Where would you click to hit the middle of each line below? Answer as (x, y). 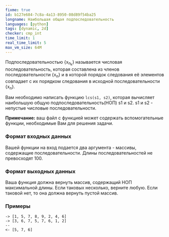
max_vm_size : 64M (24, 48)
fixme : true (18, 10)
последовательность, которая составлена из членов (62, 69)
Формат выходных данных (40, 171)
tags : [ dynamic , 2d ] (27, 29)
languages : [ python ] (27, 24)
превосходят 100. (24, 158)
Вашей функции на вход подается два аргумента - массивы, (71, 148)
